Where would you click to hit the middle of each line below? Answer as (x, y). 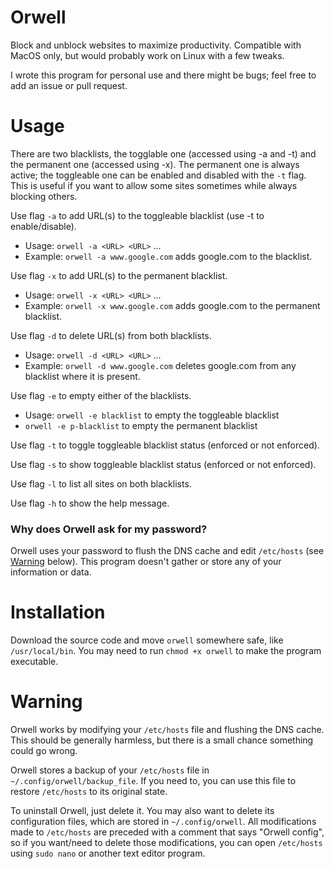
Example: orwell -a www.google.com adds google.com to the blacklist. (168, 256)
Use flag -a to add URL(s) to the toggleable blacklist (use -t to (137, 215)
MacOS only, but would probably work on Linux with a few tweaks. (147, 55)
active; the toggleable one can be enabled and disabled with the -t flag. (158, 175)
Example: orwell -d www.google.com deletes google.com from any (160, 365)
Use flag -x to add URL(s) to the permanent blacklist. (119, 275)
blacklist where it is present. (82, 376)
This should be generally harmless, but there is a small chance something (162, 740)
